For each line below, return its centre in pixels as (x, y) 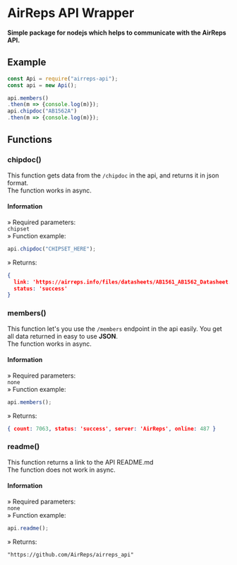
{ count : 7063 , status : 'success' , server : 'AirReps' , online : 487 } (112, 429)
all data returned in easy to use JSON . (63, 336)
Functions (30, 140)
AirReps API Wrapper (71, 13)
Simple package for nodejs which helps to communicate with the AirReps (117, 33)
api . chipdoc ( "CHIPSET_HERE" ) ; (52, 249)
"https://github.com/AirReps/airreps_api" (71, 554)
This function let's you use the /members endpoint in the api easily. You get (115, 328)
